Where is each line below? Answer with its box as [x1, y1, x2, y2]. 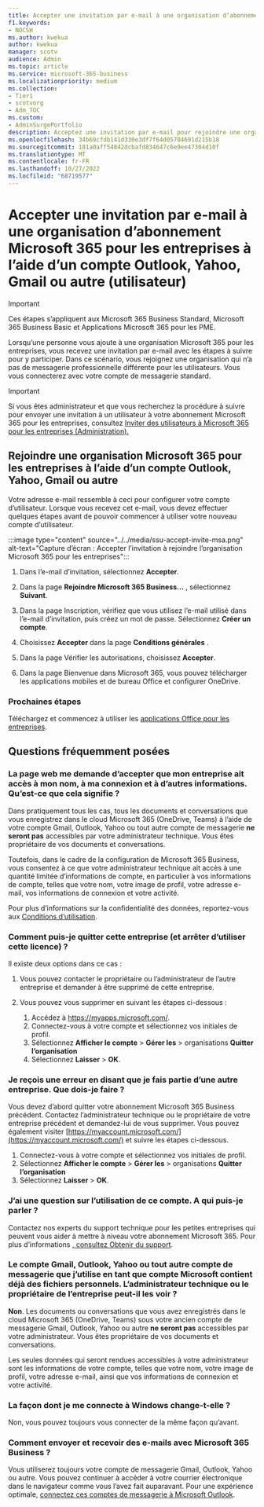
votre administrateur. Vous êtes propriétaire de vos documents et [8, 1331, 218, 1340]
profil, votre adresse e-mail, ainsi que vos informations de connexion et [8, 1372, 239, 1381]
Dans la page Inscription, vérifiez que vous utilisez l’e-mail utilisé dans [19, 606, 247, 615]
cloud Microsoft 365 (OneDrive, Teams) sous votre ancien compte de [8, 1314, 233, 1324]
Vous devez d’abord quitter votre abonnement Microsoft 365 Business [8, 1102, 236, 1112]
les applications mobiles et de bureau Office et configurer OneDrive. [19, 676, 241, 686]
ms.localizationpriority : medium [8, 77, 118, 85]
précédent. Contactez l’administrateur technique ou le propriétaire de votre [8, 1110, 251, 1120]
